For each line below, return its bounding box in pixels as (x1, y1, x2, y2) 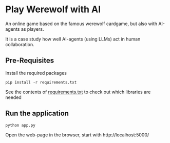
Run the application (5, 109, 69, 118)
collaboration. (5, 41, 34, 47)
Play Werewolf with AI (5, 4, 101, 15)
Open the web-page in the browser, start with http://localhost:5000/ (5, 132, 149, 138)
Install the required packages (5, 70, 67, 76)
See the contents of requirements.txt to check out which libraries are (5, 89, 151, 95)
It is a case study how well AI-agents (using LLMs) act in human (5, 36, 141, 42)
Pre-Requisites (5, 56, 54, 65)
